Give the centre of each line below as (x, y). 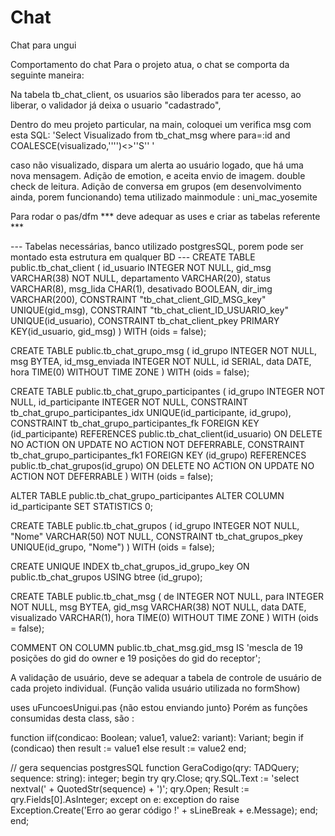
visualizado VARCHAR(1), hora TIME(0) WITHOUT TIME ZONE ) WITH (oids (164, 617)
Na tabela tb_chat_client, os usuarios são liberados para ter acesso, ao (156, 94)
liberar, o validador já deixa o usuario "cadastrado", (116, 105)
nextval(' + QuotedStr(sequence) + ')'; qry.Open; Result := (130, 788)
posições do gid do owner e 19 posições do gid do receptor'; (135, 658)
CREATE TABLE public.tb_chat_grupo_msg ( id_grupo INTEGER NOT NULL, (164, 350)
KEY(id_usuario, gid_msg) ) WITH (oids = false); (108, 331)
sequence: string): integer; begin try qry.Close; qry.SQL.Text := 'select (155, 778)
